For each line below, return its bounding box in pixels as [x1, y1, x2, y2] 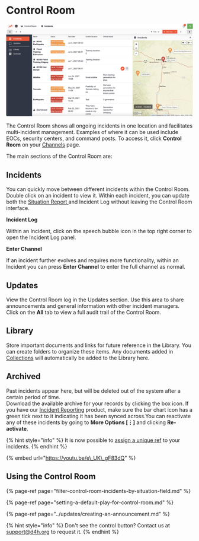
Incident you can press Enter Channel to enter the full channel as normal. [6, 263, 185, 270]
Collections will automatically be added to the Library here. [6, 354, 150, 361]
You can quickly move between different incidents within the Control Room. [6, 186, 190, 193]
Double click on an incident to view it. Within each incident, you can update [6, 192, 190, 199]
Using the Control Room [6, 472, 96, 482]
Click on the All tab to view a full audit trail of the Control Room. [6, 309, 162, 316]
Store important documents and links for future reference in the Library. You [6, 342, 191, 349]
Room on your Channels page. [6, 141, 81, 148]
